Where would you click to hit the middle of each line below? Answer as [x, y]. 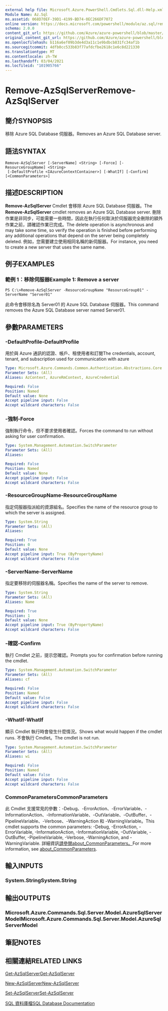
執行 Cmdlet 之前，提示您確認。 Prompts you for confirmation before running [84, 655]
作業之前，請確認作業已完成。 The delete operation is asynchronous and [79, 224]
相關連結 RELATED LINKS [44, 961]
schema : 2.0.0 [20, 29]
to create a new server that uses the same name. [55, 247]
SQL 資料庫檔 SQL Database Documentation [50, 1003]
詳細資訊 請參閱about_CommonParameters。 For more [96, 843]
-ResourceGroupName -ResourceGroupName [61, 495]
